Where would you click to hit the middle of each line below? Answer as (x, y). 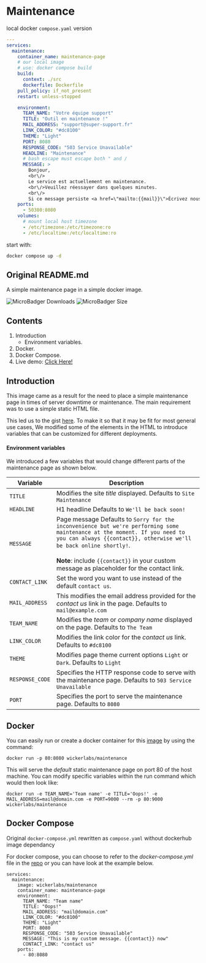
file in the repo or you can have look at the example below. (80, 863)
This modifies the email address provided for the (126, 596)
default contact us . (84, 586)
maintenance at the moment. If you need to (120, 532)
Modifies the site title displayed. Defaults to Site (125, 493)
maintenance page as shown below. (51, 468)
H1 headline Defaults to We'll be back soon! (121, 509)
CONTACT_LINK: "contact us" (59, 944)
